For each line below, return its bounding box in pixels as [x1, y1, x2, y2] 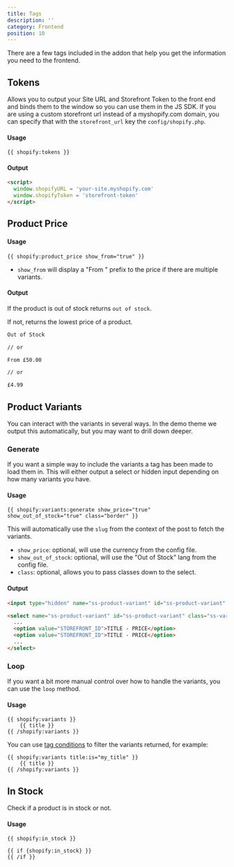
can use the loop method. [7, 685, 81, 693]
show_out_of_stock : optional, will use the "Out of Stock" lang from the [17, 553, 217, 562]
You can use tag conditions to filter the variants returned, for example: [7, 741, 209, 749]
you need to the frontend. [7, 57, 81, 65]
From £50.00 [7, 356, 42, 363]
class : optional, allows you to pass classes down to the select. [17, 568, 196, 576]
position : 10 [7, 29, 45, 37]
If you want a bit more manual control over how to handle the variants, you [7, 677, 221, 685]
